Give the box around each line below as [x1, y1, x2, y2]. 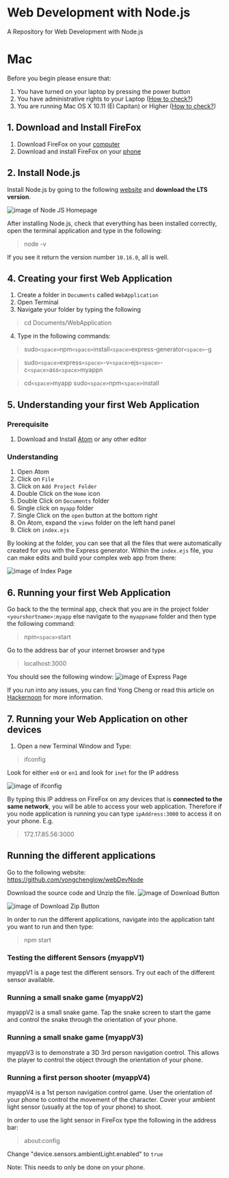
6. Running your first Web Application [7, 587, 171, 599]
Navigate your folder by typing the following [16, 305, 142, 314]
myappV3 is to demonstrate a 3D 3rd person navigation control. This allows [7, 1048, 219, 1056]
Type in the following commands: [16, 332, 111, 340]
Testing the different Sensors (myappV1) [7, 953, 145, 962]
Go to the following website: [7, 868, 86, 876]
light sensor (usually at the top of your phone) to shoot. [7, 1103, 163, 1111]
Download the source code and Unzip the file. [7, 888, 137, 897]
